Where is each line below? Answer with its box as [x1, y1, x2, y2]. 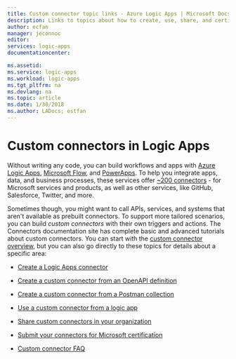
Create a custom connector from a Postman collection [17, 290, 174, 298]
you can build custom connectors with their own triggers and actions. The [7, 219, 221, 228]
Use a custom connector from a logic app [17, 303, 138, 312]
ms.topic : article [7, 95, 61, 102]
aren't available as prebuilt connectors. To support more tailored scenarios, [7, 212, 225, 220]
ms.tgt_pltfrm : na [7, 81, 61, 88]
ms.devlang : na [7, 88, 52, 95]
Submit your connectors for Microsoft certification [17, 330, 163, 339]
